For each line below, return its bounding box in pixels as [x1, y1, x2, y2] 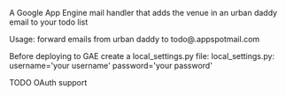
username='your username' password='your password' [9, 61, 213, 70]
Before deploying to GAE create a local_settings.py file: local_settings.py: [9, 51, 275, 61]
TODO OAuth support [9, 78, 88, 87]
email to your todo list [9, 17, 89, 27]
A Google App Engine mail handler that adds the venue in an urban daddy [9, 8, 277, 18]
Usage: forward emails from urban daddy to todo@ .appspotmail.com [9, 34, 260, 44]
